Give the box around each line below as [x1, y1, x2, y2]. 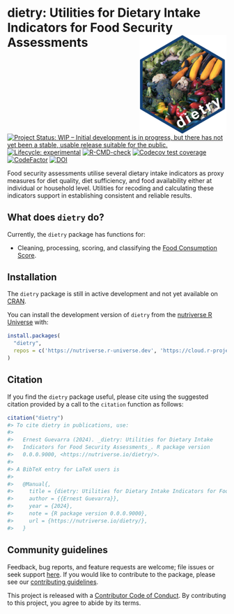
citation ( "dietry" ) [7, 414, 64, 421]
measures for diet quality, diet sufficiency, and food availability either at [7, 176, 212, 184]
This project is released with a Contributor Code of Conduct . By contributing [7, 591, 226, 599]
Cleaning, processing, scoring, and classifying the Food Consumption [17, 243, 217, 252]
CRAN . [7, 297, 26, 305]
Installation [7, 271, 57, 283]
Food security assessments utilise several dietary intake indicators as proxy [7, 169, 224, 177]
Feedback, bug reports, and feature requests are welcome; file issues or [7, 562, 214, 571]
